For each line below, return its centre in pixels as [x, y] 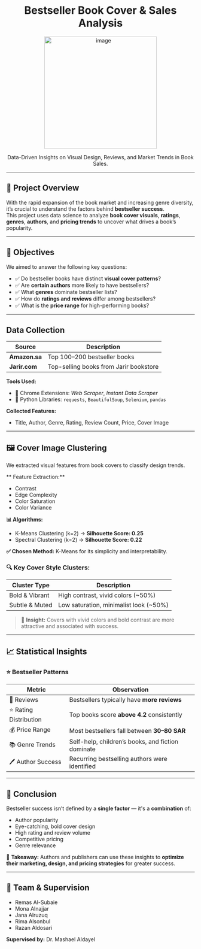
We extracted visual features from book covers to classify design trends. [96, 465]
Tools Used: [22, 381]
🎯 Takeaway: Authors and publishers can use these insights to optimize [95, 857]
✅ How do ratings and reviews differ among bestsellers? [85, 298]
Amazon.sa [25, 357]
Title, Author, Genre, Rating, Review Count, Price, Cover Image [92, 423]
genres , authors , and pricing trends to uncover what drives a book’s [91, 222]
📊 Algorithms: [25, 520]
